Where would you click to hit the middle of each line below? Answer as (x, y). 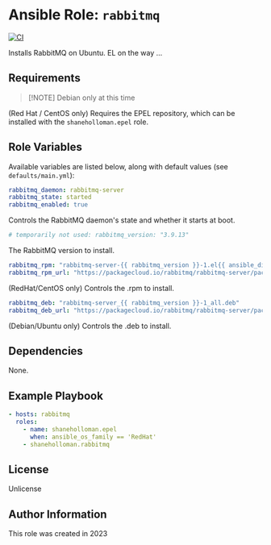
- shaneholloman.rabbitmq (67, 444)
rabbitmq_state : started (50, 198)
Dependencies (46, 351)
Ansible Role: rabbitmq (84, 15)
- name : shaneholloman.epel (70, 429)
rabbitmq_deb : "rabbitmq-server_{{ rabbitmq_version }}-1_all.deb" (124, 303)
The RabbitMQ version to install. (62, 251)
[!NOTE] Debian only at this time (81, 98)
